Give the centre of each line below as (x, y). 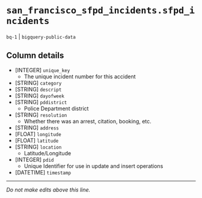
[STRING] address (37, 128)
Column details (35, 56)
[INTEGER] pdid (34, 159)
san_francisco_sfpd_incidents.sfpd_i (101, 11)
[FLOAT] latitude (37, 140)
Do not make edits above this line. (48, 190)
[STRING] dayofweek (40, 96)
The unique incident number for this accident (80, 76)
